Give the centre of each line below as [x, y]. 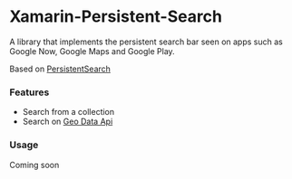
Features [29, 92]
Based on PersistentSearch [60, 69]
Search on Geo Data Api [68, 122]
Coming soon [34, 165]
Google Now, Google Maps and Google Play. [92, 51]
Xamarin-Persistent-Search [116, 17]
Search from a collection [68, 112]
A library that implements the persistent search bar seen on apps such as [146, 42]
